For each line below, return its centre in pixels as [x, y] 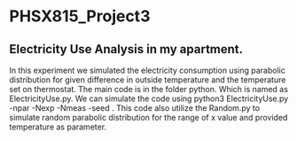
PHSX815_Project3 [80, 16]
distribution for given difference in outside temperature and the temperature [148, 80]
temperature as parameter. [58, 127]
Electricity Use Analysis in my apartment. [126, 49]
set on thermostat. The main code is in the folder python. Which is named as [148, 89]
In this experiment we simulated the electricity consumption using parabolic [147, 70]
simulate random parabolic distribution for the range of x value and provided [148, 117]
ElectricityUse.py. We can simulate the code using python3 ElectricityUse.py [149, 98]
